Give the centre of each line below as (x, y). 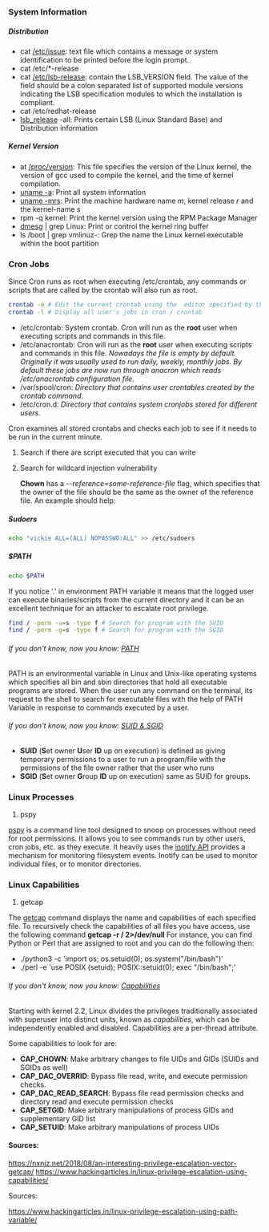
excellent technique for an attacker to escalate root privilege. (109, 608)
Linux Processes (41, 796)
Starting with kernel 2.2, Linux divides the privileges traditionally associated (133, 1011)
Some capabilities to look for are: (63, 1043)
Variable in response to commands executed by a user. (99, 707)
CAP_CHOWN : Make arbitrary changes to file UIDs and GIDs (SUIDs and (139, 1059)
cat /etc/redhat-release (58, 111)
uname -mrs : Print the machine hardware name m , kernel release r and (137, 201)
